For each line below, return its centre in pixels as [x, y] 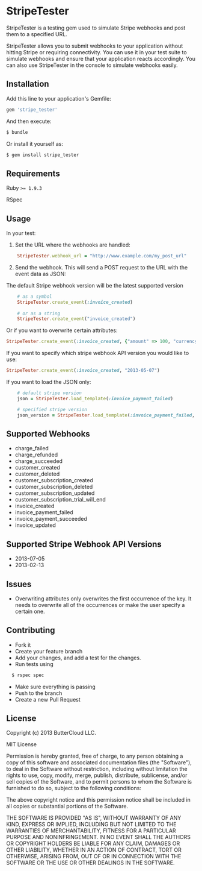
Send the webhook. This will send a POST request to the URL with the [101, 267]
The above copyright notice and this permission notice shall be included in [98, 800]
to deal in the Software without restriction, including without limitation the [97, 769]
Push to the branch [38, 693]
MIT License [22, 744]
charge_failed [32, 448]
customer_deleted [37, 474]
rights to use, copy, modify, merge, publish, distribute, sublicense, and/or [97, 775]
